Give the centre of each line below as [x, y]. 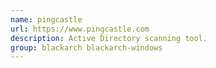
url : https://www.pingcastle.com [80, 29]
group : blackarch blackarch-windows [86, 47]
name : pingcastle [46, 19]
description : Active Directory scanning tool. [109, 38]
